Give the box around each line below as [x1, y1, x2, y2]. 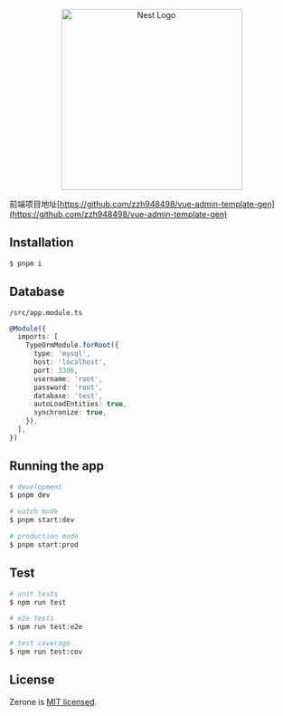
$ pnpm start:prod [9, 539, 79, 549]
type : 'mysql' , [33, 349, 91, 358]
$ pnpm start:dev [9, 516, 75, 525]
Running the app [9, 458, 104, 474]
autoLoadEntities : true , [33, 399, 127, 409]
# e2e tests [9, 614, 54, 624]
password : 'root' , [33, 383, 103, 392]
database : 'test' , [33, 391, 103, 400]
